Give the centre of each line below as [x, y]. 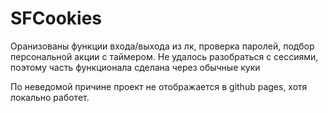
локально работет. [50, 97]
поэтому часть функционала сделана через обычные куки [135, 67]
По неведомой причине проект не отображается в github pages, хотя [159, 86]
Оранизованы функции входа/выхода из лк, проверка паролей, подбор [162, 46]
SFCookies [56, 18]
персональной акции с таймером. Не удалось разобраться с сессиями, [164, 56]
